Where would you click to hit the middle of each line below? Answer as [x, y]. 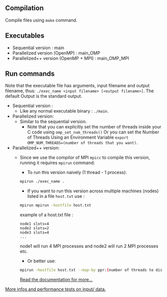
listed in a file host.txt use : [56, 196]
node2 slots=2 [34, 228]
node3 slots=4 [34, 233]
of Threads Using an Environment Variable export [78, 137]
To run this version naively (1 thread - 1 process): [77, 173]
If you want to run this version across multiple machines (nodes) [93, 191]
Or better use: [42, 261]
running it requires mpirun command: [57, 163]
